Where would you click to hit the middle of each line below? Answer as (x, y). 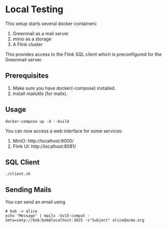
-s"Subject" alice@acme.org (115, 220)
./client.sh (18, 174)
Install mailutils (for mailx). (40, 94)
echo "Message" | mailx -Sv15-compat (45, 216)
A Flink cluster (28, 44)
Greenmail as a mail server (40, 33)
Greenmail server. (24, 59)
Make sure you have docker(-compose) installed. (64, 88)
